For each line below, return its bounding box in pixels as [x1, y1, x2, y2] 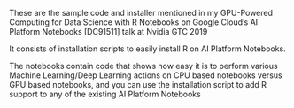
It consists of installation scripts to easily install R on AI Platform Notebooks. [9, 43, 286, 54]
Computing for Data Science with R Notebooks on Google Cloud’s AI [9, 17, 259, 27]
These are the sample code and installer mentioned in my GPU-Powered [9, 8, 273, 18]
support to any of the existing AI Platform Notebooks [9, 89, 201, 99]
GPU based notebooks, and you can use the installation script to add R [9, 80, 267, 89]
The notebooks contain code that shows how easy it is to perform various [9, 61, 278, 71]
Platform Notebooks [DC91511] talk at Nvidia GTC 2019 [9, 27, 208, 36]
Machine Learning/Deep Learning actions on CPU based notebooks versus [9, 70, 282, 81]
